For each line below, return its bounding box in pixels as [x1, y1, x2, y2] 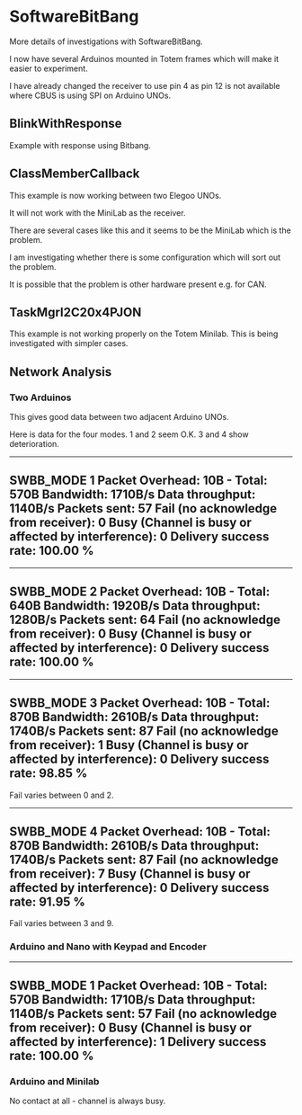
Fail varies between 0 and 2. [9, 789, 114, 800]
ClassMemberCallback [9, 166, 140, 182]
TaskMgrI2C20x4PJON [9, 304, 142, 320]
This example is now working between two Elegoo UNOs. [9, 190, 222, 201]
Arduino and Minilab [9, 1075, 100, 1087]
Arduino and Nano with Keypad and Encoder [9, 941, 207, 953]
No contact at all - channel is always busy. [9, 1095, 166, 1107]
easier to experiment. [9, 63, 88, 74]
